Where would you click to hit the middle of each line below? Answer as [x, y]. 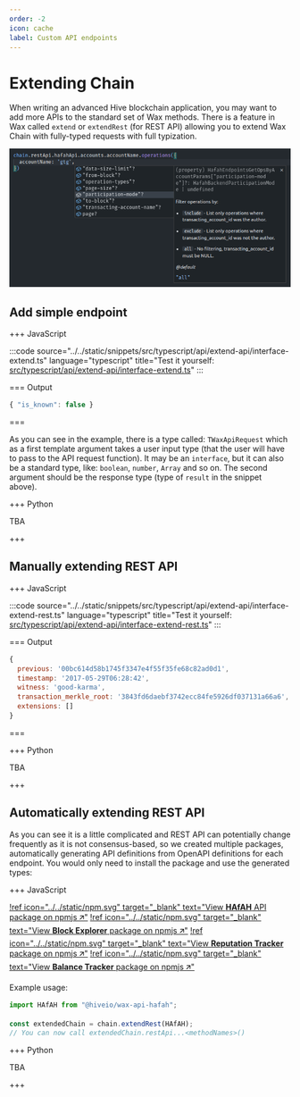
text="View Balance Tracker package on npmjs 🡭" [102, 967]
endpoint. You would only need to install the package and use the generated [150, 863]
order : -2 [28, 19]
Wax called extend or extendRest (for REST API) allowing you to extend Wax [148, 127]
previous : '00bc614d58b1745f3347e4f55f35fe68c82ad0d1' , [123, 669]
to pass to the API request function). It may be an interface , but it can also [146, 458]
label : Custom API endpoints [63, 38]
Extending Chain [72, 83]
